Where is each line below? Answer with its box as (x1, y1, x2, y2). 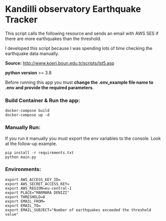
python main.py (5, 155, 37, 160)
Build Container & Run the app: (5, 97, 81, 104)
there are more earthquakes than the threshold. (5, 36, 102, 42)
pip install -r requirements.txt (5, 150, 74, 155)
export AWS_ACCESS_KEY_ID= (5, 177, 61, 182)
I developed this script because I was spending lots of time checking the (5, 45, 153, 51)
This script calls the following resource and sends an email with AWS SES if (5, 30, 159, 36)
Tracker (5, 14, 38, 25)
